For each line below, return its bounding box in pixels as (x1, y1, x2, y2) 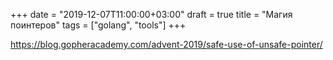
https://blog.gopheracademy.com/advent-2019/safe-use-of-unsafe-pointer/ (10, 39, 323, 50)
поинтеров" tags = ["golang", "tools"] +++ (10, 19, 187, 31)
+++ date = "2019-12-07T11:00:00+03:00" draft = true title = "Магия (10, 9, 293, 20)
